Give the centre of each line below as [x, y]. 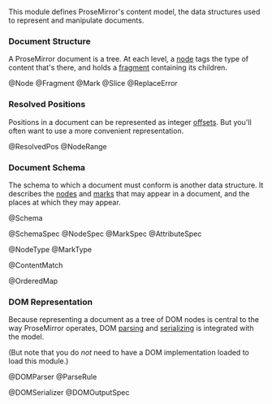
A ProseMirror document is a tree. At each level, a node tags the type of [129, 59]
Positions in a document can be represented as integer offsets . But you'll [130, 122]
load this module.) [39, 361]
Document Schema [47, 167]
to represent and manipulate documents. [76, 20]
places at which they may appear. [65, 202]
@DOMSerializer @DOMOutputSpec [69, 393]
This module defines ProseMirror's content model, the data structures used [134, 12]
